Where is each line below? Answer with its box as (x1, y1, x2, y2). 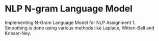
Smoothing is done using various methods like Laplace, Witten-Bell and (5, 24, 154, 30)
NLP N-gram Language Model (5, 3, 133, 14)
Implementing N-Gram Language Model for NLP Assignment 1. (5, 19, 136, 25)
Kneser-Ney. (5, 30, 32, 36)
